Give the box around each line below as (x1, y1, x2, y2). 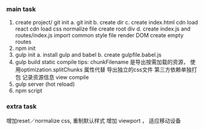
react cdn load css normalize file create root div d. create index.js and (15, 25, 191, 32)
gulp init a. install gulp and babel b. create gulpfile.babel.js (15, 51, 162, 59)
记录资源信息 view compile (22, 74, 90, 81)
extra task (6, 103, 37, 111)
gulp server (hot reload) (15, 81, 75, 88)
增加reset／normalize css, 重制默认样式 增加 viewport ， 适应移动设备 (6, 117, 181, 124)
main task (6, 5, 37, 13)
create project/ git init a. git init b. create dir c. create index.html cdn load (15, 19, 199, 26)
